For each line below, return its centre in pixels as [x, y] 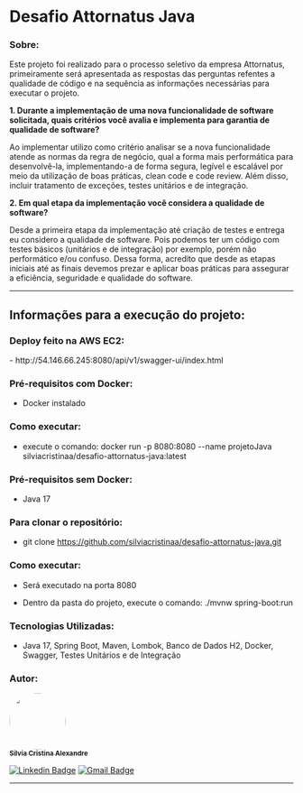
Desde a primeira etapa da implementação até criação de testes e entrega [147, 230]
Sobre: [24, 45]
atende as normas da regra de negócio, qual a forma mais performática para [151, 157]
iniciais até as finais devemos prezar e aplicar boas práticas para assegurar [150, 269]
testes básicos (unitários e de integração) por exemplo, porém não [133, 249]
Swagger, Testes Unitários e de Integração [101, 655]
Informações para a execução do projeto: [127, 314]
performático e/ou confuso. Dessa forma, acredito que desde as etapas [142, 259]
